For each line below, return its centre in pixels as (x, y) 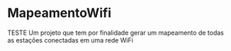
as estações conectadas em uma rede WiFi (70, 40)
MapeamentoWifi (60, 13)
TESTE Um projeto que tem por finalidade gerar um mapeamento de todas (116, 33)
